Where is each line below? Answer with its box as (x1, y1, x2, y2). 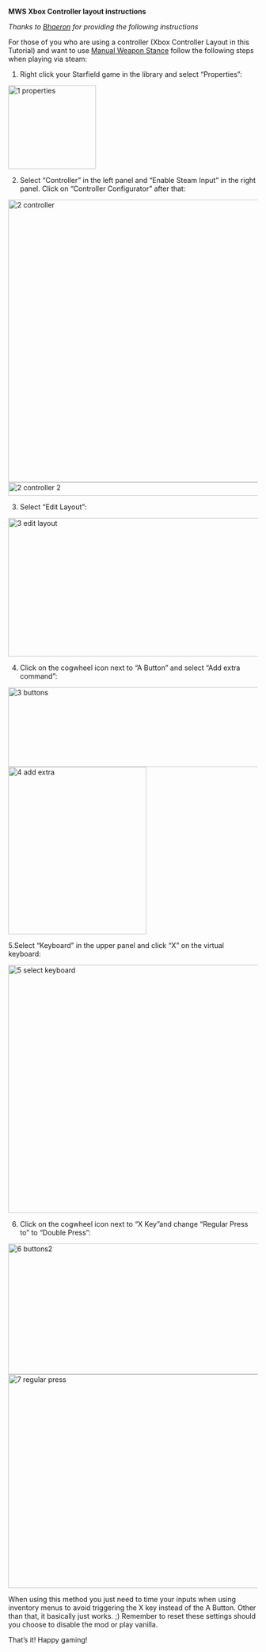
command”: (19, 672, 58, 680)
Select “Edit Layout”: (19, 502, 87, 512)
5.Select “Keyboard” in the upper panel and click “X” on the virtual (8, 941, 224, 950)
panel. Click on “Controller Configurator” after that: (19, 184, 186, 193)
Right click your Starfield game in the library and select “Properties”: (19, 70, 243, 78)
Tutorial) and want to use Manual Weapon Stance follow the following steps (8, 46, 255, 55)
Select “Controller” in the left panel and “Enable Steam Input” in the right (19, 176, 256, 185)
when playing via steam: (8, 55, 88, 63)
